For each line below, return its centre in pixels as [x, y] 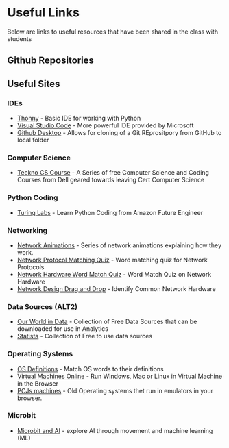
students [20, 38]
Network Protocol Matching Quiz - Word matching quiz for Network [112, 260]
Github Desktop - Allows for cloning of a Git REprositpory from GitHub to [119, 133]
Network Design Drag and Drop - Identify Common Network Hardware [116, 288]
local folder [33, 140]
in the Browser [37, 383]
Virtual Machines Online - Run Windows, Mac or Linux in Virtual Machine [120, 376]
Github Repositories [51, 61]
